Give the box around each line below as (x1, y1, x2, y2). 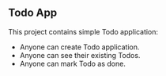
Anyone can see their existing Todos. (19, 50, 141, 60)
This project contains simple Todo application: (8, 27, 159, 36)
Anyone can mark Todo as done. (19, 59, 126, 68)
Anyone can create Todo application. (19, 42, 140, 52)
